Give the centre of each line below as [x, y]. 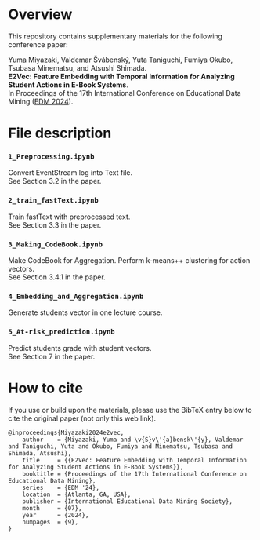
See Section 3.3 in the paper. [55, 224]
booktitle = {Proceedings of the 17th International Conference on [134, 474]
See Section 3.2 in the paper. [55, 181]
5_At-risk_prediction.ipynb [61, 332]
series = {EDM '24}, [61, 487]
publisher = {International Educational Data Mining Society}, [128, 501]
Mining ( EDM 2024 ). [41, 101]
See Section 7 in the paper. [52, 356]
